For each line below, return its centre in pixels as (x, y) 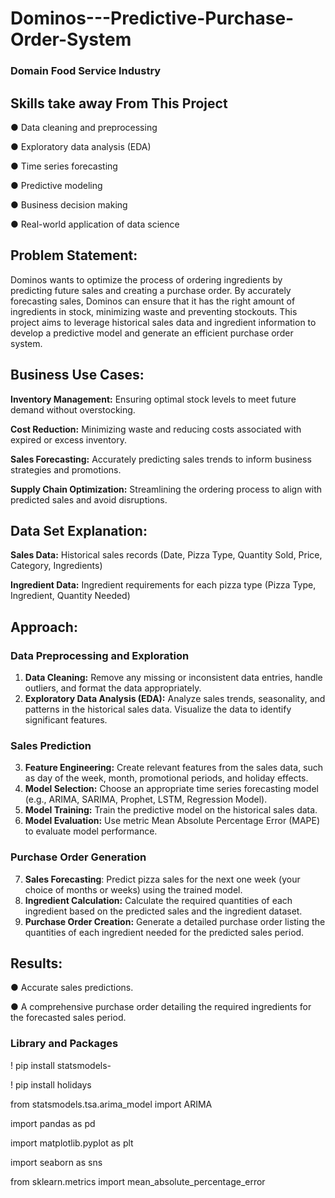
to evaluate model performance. (91, 831)
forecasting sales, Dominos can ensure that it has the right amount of (153, 301)
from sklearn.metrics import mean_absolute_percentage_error (138, 1181)
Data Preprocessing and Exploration (100, 655)
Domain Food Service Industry (86, 71)
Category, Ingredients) (56, 566)
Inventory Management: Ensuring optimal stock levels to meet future (153, 399)
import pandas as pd (53, 1123)
